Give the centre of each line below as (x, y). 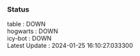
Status (18, 9)
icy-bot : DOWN (29, 38)
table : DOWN (26, 24)
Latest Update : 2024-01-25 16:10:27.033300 (70, 46)
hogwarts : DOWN (32, 31)
